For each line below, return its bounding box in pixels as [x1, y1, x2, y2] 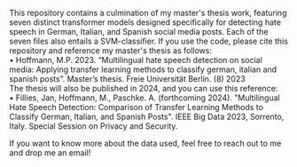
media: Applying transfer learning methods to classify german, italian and [9, 64, 277, 75]
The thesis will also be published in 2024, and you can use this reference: [9, 83, 278, 93]
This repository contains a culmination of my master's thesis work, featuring [9, 8, 287, 18]
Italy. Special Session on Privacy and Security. [9, 121, 178, 131]
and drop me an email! [9, 147, 91, 158]
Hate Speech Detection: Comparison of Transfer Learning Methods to [9, 102, 264, 112]
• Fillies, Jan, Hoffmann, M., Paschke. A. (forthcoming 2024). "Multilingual [9, 92, 281, 103]
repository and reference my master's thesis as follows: [9, 45, 213, 56]
